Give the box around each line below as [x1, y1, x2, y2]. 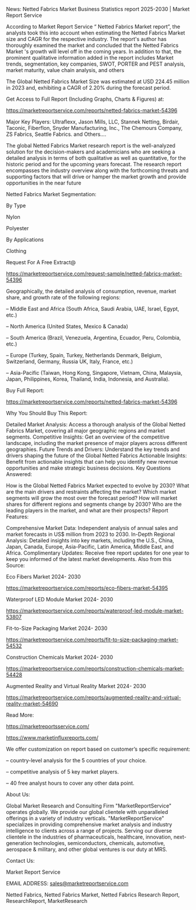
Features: [6, 513, 29, 520]
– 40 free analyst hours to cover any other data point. [6, 779, 135, 786]
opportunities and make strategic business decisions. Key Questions [6, 464, 171, 471]
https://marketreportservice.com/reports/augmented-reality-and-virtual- [6, 694, 181, 701]
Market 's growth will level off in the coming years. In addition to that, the [6, 48, 182, 55]
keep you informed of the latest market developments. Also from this [6, 556, 171, 562]
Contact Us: [6, 857, 35, 864]
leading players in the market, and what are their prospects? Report [6, 507, 169, 514]
